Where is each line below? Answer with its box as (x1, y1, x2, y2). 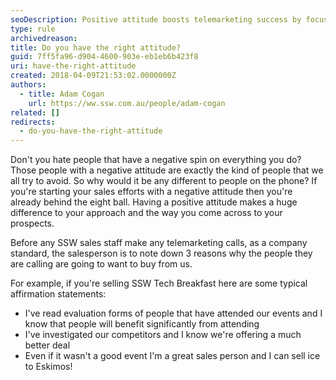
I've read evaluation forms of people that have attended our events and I (24, 307, 323, 320)
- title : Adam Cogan (19, 89, 105, 99)
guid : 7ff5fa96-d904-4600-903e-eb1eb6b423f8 (10, 52, 199, 62)
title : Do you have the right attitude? (10, 42, 182, 53)
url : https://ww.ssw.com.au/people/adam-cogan (28, 98, 226, 108)
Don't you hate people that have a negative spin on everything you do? (10, 154, 302, 166)
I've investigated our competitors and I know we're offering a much (24, 329, 302, 341)
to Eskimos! (24, 361, 73, 373)
